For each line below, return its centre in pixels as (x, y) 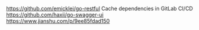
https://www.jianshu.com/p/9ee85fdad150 (58, 21)
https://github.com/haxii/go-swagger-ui (55, 15)
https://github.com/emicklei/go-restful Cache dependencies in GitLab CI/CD (100, 9)
